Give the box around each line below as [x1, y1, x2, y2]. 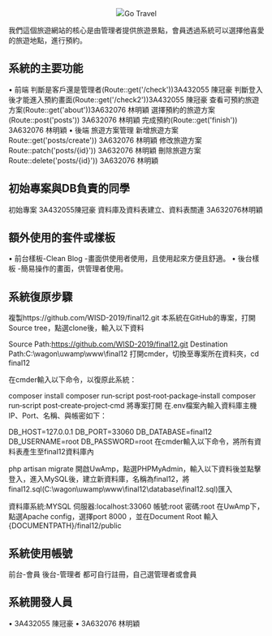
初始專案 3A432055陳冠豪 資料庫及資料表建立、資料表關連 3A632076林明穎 [8, 204, 263, 214]
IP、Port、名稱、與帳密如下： [8, 410, 108, 421]
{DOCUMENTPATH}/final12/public [8, 521, 122, 531]
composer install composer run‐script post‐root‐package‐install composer [8, 391, 257, 401]
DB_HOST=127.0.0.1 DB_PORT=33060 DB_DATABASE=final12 [8, 427, 213, 437]
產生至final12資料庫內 [22, 447, 95, 457]
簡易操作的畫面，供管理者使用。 [20, 264, 128, 273]
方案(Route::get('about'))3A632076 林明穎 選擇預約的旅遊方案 [8, 105, 215, 114]
